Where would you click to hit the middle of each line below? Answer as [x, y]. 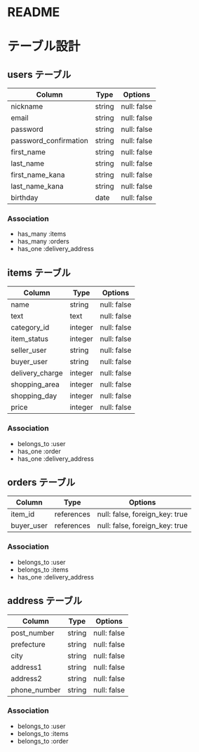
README [34, 12]
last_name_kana [37, 187]
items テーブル [39, 273]
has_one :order [39, 451]
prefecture [28, 644]
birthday [25, 198]
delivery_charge [37, 373]
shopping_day [34, 396]
